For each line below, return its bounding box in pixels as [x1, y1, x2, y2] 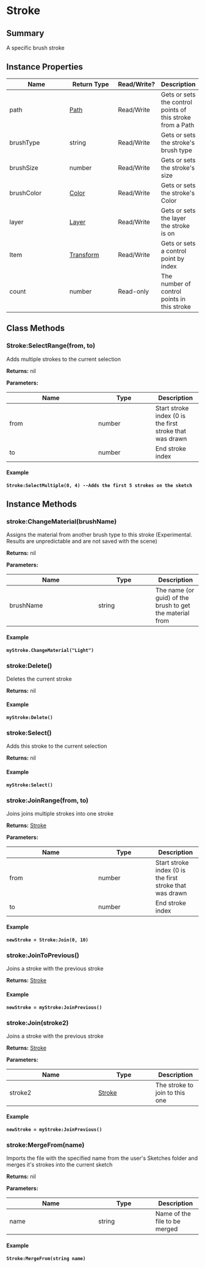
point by [160, 254, 185, 263]
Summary [6, 28, 45, 38]
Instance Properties [6, 62, 84, 72]
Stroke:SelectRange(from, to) [6, 341, 96, 350]
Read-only [118, 287, 149, 295]
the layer [160, 214, 186, 222]
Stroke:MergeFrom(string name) [6, 1255, 86, 1261]
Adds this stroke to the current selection [6, 742, 107, 750]
